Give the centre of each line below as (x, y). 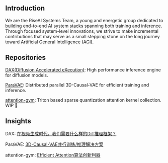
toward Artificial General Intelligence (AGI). (50, 42)
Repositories (26, 58)
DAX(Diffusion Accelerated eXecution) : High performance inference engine (83, 69)
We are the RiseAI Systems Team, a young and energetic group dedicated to (84, 20)
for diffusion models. (27, 75)
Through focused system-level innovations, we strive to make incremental (82, 31)
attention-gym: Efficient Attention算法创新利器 (53, 155)
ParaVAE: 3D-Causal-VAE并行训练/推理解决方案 (54, 144)
